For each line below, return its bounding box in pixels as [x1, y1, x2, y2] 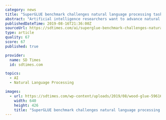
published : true [5, 44, 39, 49]
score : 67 [5, 40, 26, 44]
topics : [5, 71, 21, 76]
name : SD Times [9, 57, 41, 62]
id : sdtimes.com [9, 62, 43, 67]
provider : [5, 53, 26, 58]
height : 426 [14, 103, 39, 108]
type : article [5, 30, 35, 35]
